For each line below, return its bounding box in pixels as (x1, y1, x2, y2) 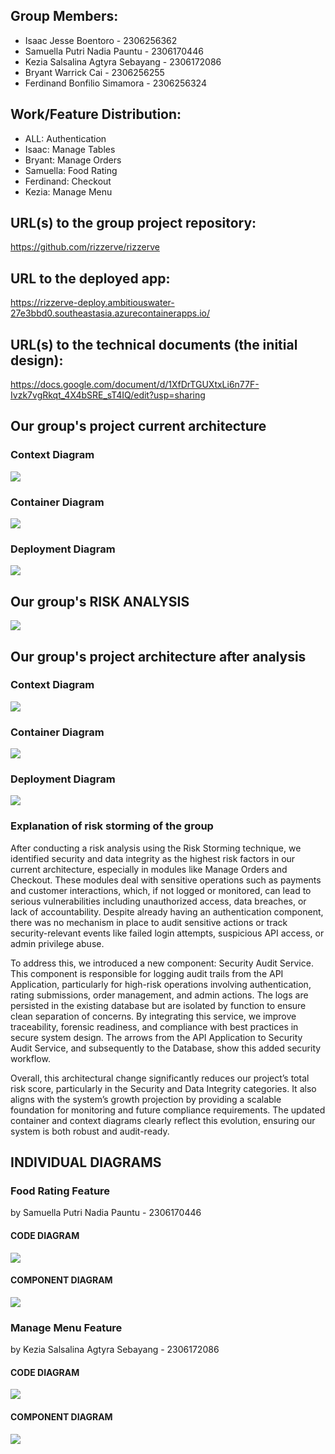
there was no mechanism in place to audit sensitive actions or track (10, 916, 288, 928)
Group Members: (10, 8, 119, 25)
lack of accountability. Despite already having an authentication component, (10, 905, 324, 918)
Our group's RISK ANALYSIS (10, 593, 190, 610)
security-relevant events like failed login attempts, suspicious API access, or (10, 927, 325, 939)
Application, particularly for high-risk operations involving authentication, (10, 978, 312, 990)
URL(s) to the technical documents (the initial (10, 336, 298, 353)
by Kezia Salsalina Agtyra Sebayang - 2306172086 (10, 1344, 220, 1356)
